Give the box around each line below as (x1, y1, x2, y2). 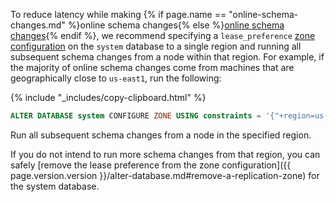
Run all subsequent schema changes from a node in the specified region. (10, 129, 312, 141)
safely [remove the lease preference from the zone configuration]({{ (10, 159, 292, 171)
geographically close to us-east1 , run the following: (10, 72, 222, 84)
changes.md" (10, 19, 66, 31)
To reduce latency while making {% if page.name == (10, 9, 227, 20)
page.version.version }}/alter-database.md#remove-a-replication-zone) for (10, 169, 320, 181)
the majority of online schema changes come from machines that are (10, 62, 295, 73)
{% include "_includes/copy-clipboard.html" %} (10, 92, 207, 103)
